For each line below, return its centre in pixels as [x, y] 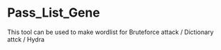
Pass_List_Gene [54, 13]
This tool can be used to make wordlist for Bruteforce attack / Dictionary [110, 32]
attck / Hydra [26, 39]
